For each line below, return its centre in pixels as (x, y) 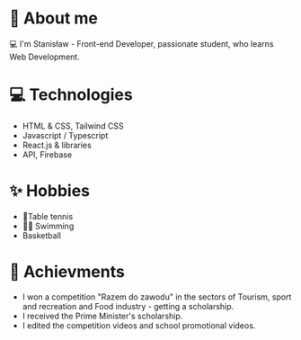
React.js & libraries (57, 145)
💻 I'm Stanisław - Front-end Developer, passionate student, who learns (142, 43)
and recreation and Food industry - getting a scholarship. (128, 306)
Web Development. (45, 57)
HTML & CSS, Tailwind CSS (73, 126)
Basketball (41, 235)
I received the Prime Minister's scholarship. (102, 316)
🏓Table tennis (48, 216)
